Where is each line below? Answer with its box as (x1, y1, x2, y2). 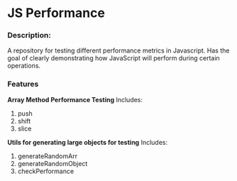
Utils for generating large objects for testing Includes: (7, 138, 168, 146)
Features (7, 79, 39, 89)
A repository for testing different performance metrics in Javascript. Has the (7, 46, 230, 55)
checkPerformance (17, 167, 75, 175)
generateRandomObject (17, 159, 88, 168)
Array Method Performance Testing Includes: (7, 95, 143, 104)
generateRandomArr (17, 151, 78, 160)
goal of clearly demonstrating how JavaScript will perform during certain (7, 54, 220, 62)
